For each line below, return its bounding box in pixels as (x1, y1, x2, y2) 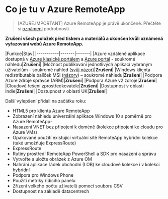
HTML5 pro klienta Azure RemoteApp (12, 108, 90, 114)
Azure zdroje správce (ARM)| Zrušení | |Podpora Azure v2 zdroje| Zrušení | (5, 77, 157, 83)
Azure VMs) (12, 129, 38, 135)
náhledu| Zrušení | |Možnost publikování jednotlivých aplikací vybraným (5, 61, 152, 67)
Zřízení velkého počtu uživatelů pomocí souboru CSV (12, 183, 123, 189)
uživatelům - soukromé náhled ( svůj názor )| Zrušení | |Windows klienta (5, 67, 151, 73)
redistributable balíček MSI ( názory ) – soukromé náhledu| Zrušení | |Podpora (5, 72, 162, 78)
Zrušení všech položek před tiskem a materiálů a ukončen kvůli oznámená (5, 35, 163, 41)
